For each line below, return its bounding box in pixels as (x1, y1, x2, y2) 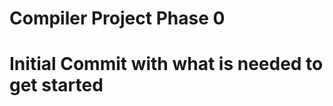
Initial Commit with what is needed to (9, 53, 324, 76)
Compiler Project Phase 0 (9, 7, 226, 30)
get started (9, 74, 104, 97)
